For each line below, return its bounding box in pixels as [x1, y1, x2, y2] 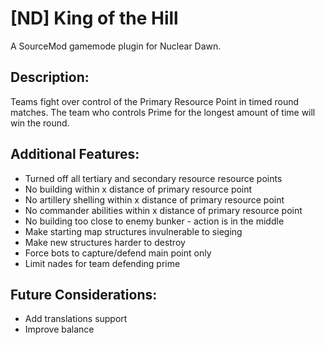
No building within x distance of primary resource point [24, 183, 253, 195]
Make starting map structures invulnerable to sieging [24, 225, 243, 237]
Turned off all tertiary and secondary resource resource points [24, 172, 283, 184]
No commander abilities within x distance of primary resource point [24, 204, 303, 216]
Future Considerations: [10, 286, 158, 303]
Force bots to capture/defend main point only [24, 247, 212, 259]
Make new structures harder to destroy [24, 236, 186, 248]
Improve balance [24, 323, 95, 336]
